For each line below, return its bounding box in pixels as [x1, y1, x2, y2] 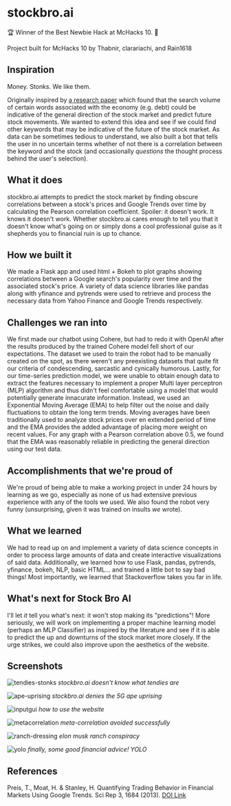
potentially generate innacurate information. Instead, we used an [7, 394, 190, 402]
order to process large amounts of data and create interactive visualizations [7, 550, 221, 559]
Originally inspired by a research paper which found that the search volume [7, 95, 221, 104]
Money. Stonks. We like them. [7, 82, 91, 90]
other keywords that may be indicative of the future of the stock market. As [7, 125, 220, 133]
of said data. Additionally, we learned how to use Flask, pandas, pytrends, [7, 558, 217, 566]
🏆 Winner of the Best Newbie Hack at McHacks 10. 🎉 [7, 28, 159, 36]
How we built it [7, 249, 72, 261]
